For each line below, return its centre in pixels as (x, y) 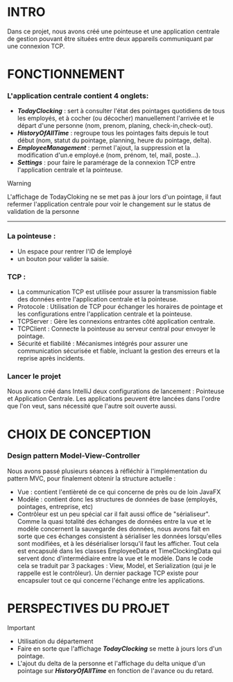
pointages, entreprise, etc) (55, 506)
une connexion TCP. (36, 46)
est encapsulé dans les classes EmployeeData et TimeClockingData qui (119, 551)
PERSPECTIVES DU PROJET (88, 608)
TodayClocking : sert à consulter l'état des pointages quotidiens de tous (121, 111)
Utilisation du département (55, 641)
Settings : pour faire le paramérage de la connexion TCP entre (106, 163)
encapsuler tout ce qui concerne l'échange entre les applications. (111, 580)
